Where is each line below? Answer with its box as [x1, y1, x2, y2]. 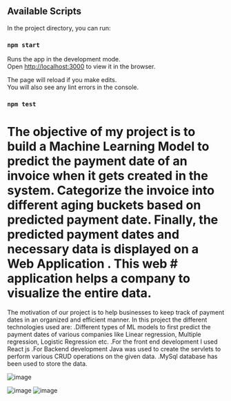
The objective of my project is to [7, 124, 196, 140]
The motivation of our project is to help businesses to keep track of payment [7, 308, 225, 316]
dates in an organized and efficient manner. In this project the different [7, 315, 208, 324]
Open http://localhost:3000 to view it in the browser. [7, 62, 156, 71]
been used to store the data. [7, 359, 88, 368]
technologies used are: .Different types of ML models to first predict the [7, 322, 211, 331]
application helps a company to [7, 271, 191, 286]
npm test [7, 100, 37, 108]
